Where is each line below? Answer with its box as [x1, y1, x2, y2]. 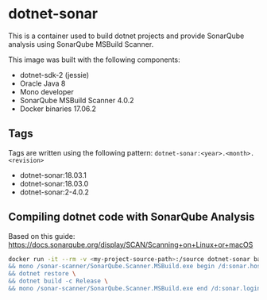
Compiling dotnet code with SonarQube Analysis [8, 210, 255, 224]
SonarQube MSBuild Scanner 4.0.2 [19, 95, 134, 105]
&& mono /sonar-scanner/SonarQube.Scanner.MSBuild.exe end [8, 285, 208, 293]
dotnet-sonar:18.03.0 [19, 179, 89, 188]
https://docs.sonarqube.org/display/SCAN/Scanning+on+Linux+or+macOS [8, 240, 253, 249]
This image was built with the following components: [8, 55, 180, 64]
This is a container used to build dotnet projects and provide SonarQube [8, 31, 245, 40]
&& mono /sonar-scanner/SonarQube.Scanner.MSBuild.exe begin [8, 263, 215, 271]
